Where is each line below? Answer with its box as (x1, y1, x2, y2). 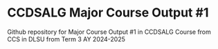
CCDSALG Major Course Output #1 (7, 5, 209, 21)
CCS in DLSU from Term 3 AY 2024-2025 (7, 35, 126, 43)
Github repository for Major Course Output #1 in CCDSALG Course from (7, 28, 211, 36)
